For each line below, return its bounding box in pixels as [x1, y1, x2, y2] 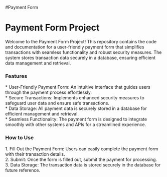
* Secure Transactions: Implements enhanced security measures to [5, 95, 144, 101]
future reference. [5, 167, 41, 173]
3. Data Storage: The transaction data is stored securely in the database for [5, 161, 161, 168]
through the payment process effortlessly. [5, 89, 92, 95]
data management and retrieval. [5, 60, 71, 66]
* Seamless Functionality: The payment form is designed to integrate [5, 116, 147, 123]
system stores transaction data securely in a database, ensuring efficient [5, 54, 156, 61]
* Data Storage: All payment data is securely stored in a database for [5, 105, 147, 111]
